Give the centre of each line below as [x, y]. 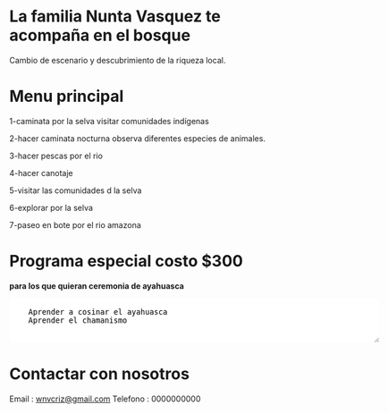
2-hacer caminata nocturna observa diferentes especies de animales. [138, 138]
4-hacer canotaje [41, 173]
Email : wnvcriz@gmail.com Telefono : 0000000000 [105, 399]
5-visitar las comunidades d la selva [76, 190]
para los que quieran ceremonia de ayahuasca [97, 286]
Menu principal [67, 97]
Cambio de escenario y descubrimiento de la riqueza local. [118, 60]
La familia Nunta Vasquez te [115, 17]
